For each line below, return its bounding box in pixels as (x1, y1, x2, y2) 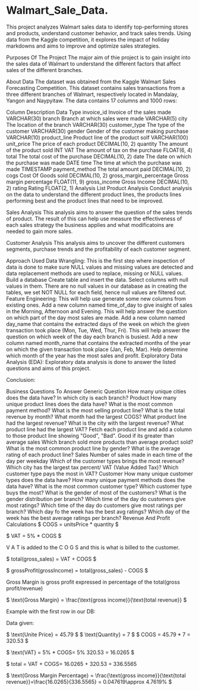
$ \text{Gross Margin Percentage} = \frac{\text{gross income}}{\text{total (6, 671, 186, 679)
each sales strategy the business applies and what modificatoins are (6, 221, 174, 228)
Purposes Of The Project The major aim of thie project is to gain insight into (6, 54, 191, 61)
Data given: (6, 619, 34, 626)
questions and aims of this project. (6, 365, 91, 372)
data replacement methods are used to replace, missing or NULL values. (6, 269, 183, 277)
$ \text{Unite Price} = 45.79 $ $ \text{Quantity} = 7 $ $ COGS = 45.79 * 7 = (6, 631, 191, 638)
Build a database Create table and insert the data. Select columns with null (6, 276, 188, 283)
